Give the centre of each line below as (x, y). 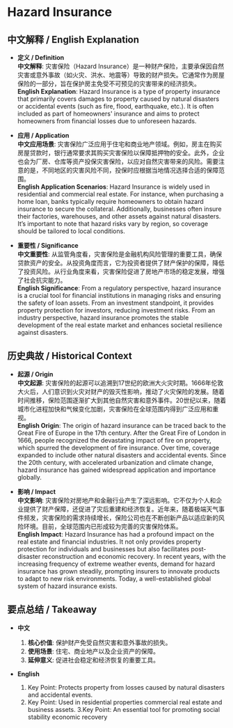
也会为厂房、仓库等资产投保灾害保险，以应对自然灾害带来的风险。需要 (118, 161)
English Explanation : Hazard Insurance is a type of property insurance (119, 92)
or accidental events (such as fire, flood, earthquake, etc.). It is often (115, 106)
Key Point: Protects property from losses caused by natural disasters (126, 687)
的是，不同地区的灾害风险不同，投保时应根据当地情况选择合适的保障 (121, 170)
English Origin (38, 425)
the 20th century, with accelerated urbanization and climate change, (115, 462)
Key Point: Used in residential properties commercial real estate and (125, 702)
